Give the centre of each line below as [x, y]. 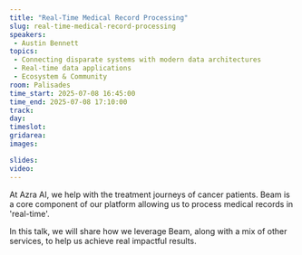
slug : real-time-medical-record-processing [93, 26]
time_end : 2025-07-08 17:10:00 [68, 102]
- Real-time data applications [72, 69]
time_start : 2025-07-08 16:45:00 [73, 93]
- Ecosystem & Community [60, 77]
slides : [24, 160]
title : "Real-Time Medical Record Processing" [99, 18]
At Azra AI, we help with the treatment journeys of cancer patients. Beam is [150, 194]
